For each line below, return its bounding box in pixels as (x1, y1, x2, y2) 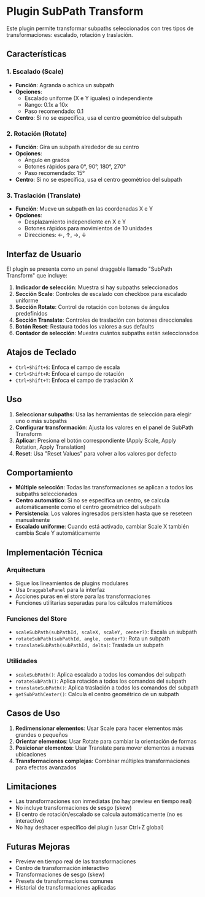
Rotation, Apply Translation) (15, 443, 86, 451)
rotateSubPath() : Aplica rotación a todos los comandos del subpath (15, 677, 187, 685)
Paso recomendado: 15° (24, 169, 85, 176)
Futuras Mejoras (6, 841, 71, 852)
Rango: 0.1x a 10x (24, 101, 69, 108)
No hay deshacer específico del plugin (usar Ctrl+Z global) (15, 824, 164, 831)
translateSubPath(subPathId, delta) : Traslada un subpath (15, 642, 164, 649)
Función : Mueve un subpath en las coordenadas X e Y (15, 205, 153, 212)
